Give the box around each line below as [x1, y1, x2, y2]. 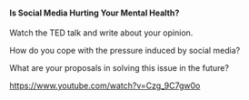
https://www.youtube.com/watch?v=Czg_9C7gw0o [9, 80, 201, 91]
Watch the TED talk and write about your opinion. [9, 27, 194, 38]
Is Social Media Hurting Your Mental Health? [9, 7, 180, 18]
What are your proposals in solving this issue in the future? [9, 63, 230, 74]
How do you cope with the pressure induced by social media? [9, 45, 241, 56]
